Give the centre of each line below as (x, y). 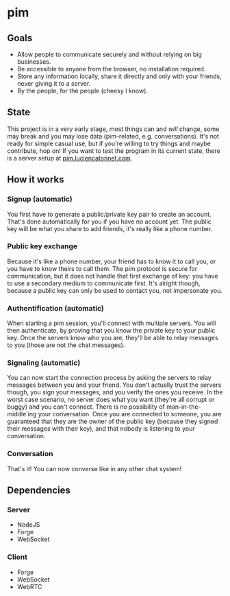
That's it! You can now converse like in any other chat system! (94, 468)
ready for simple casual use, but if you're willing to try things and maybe (109, 143)
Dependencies (39, 491)
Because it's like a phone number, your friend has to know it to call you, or (112, 261)
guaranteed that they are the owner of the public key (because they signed (113, 421)
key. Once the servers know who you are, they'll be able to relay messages (113, 338)
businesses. (34, 62)
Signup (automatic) (40, 199)
